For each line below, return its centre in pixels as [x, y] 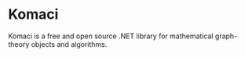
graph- [226, 36]
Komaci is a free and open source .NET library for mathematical [111, 36]
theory [19, 44]
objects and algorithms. [69, 44]
